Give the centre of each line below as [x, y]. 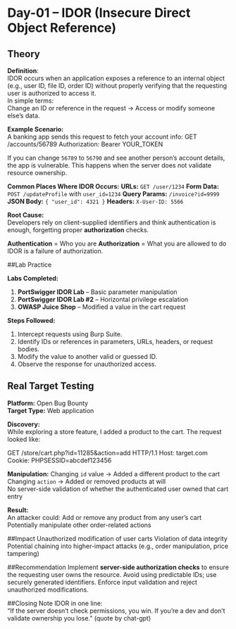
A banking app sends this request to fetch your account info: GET [102, 136]
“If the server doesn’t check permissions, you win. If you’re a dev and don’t [116, 611]
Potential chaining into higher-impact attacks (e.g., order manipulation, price [118, 546]
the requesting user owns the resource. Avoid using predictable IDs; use [112, 574]
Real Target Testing [51, 386]
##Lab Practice [30, 265]
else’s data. [24, 115]
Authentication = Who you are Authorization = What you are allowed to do [117, 243]
